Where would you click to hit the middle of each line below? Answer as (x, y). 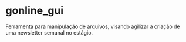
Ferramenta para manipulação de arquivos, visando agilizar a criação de (93, 26)
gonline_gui (35, 11)
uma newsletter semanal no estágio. (49, 32)
